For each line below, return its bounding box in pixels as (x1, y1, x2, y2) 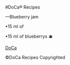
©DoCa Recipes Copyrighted (5, 55, 65, 60)
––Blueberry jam (5, 14, 39, 19)
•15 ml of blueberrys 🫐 (5, 33, 53, 39)
